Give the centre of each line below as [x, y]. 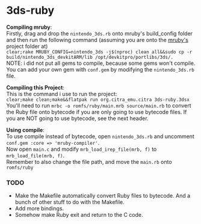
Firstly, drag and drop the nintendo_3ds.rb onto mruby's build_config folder [100, 33]
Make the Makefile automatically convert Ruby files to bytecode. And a [103, 196]
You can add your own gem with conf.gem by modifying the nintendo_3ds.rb [100, 69]
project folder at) [27, 46]
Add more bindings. [39, 208]
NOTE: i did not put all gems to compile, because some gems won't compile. [101, 63]
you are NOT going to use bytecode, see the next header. [77, 118]
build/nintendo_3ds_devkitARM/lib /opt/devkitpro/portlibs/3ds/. [90, 57]
